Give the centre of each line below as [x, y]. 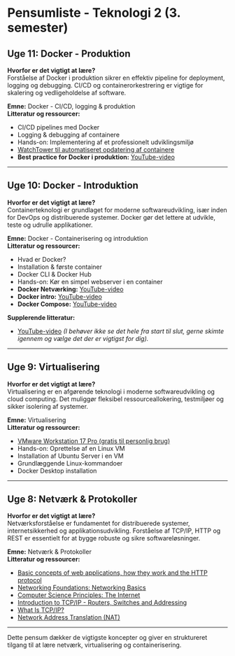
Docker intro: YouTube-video [60, 296]
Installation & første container [60, 267]
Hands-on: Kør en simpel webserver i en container [90, 281]
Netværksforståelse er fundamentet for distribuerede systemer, [99, 524]
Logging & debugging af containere [69, 135]
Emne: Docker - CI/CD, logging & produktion [71, 106]
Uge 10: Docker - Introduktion [73, 186]
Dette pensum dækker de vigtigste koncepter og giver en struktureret [107, 638]
